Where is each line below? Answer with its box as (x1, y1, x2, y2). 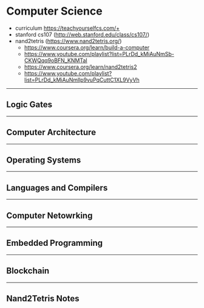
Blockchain (6, 266, 50, 276)
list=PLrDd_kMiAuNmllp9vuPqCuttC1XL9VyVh (24, 76, 140, 83)
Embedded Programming (6, 238, 103, 248)
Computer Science (6, 4, 103, 18)
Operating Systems (6, 155, 81, 165)
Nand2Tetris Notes (6, 293, 80, 304)
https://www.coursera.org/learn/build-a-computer (24, 44, 150, 51)
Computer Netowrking (6, 210, 93, 220)
